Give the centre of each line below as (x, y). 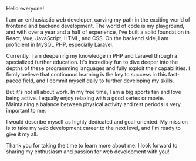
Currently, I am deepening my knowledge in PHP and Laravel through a (92, 56)
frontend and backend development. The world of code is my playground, (95, 26)
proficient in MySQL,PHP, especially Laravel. (60, 44)
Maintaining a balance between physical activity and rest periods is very (93, 104)
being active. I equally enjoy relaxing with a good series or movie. (85, 98)
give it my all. (22, 134)
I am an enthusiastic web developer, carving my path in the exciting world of (98, 20)
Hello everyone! (25, 8)
